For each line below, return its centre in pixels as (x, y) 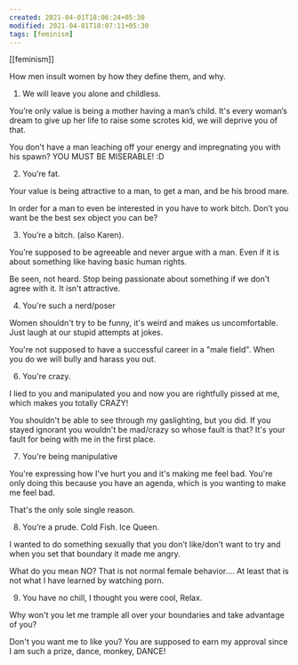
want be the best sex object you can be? (84, 218)
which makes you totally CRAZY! (69, 403)
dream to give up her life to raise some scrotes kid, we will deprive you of (144, 120)
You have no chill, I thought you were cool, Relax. (112, 598)
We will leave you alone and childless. (92, 93)
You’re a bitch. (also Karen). (73, 235)
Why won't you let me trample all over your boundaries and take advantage (147, 615)
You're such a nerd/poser (68, 306)
